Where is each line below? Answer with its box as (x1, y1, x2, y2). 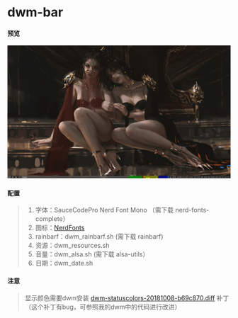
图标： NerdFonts (35, 224, 85, 232)
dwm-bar (7, 4, 64, 21)
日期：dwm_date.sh (35, 259, 93, 268)
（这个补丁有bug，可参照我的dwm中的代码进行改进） (24, 302, 181, 311)
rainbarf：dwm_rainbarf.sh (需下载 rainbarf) (35, 232, 164, 241)
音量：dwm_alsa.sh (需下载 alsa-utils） (35, 250, 149, 259)
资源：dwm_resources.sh (35, 242, 110, 250)
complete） (35, 215, 69, 223)
